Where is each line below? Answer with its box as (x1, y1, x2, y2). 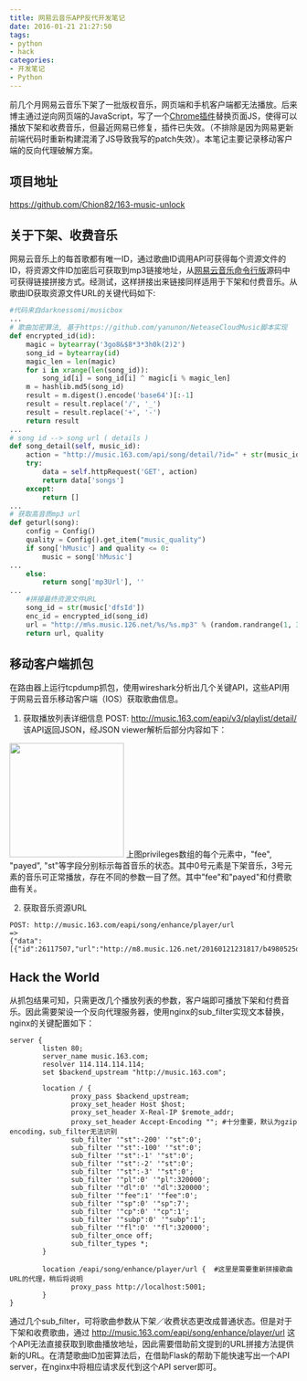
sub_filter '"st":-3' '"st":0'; (70, 1167, 195, 1176)
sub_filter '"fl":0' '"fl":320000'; (70, 1223, 210, 1233)
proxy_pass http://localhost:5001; (70, 1282, 206, 1292)
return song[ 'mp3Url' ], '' (42, 577, 145, 587)
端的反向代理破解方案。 (9, 144, 98, 155)
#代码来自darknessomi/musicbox (9, 306, 123, 315)
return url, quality (26, 628, 104, 638)
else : (26, 569, 48, 578)
